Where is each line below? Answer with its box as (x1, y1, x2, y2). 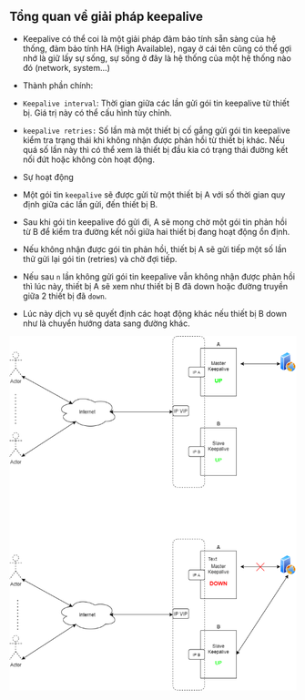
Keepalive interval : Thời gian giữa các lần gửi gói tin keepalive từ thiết (22, 97, 290, 108)
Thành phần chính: (22, 79, 94, 91)
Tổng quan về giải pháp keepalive (9, 9, 203, 25)
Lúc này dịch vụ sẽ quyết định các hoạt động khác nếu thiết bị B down (22, 308, 288, 319)
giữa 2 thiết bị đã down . (22, 290, 107, 301)
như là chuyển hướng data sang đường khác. (22, 318, 190, 329)
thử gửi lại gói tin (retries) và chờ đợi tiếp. (22, 253, 178, 264)
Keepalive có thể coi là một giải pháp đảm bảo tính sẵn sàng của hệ (22, 33, 276, 44)
